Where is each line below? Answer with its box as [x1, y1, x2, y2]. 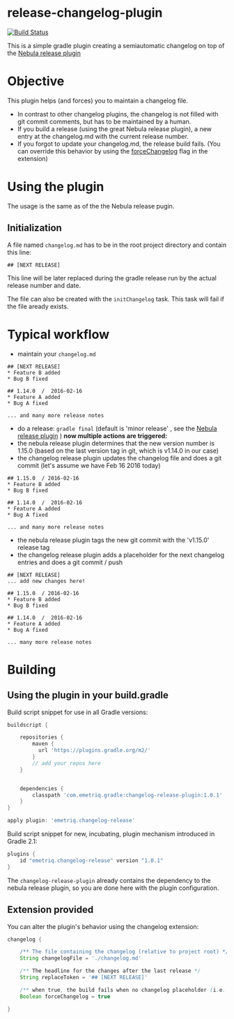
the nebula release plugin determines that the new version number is [17, 439, 214, 447]
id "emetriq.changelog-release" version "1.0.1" [19, 856, 164, 864]
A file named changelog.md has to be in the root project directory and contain [7, 241, 227, 249]
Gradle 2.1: [7, 837, 38, 845]
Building [7, 661, 56, 677]
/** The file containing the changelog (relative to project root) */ [19, 949, 229, 956]
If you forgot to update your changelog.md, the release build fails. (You [17, 139, 221, 148]
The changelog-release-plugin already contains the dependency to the [7, 876, 211, 884]
